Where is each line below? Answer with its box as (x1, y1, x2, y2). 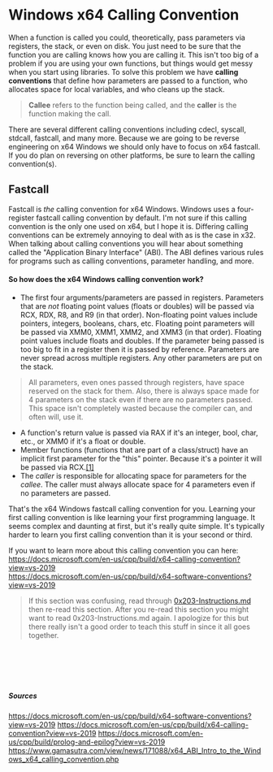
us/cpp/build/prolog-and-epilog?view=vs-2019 (8, 737, 166, 747)
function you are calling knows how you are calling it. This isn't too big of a (8, 50, 259, 59)
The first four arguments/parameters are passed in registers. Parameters (19, 293, 264, 302)
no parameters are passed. (19, 488, 111, 497)
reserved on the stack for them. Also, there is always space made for (28, 386, 260, 396)
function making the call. (28, 108, 111, 119)
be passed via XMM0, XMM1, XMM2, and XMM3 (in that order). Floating (19, 327, 262, 336)
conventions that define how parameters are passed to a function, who (8, 76, 248, 85)
